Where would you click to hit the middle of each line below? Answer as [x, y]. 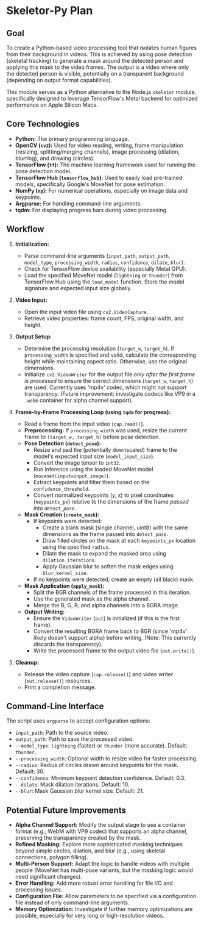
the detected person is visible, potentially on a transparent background [95, 73]
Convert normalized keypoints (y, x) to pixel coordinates [104, 495]
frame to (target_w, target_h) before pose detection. [92, 437]
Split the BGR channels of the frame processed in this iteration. [112, 592]
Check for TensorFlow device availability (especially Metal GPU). [105, 268]
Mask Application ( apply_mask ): [64, 585]
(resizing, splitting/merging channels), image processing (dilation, [97, 152]
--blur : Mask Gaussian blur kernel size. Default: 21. [79, 791]
